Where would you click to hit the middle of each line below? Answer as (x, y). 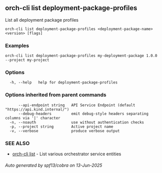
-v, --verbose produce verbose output (65, 131)
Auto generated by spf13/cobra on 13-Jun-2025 (54, 165)
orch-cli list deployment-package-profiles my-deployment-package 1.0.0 (81, 56)
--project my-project (27, 60)
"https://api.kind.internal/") (37, 109)
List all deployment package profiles (42, 20)
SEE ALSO (17, 143)
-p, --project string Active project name (61, 127)
